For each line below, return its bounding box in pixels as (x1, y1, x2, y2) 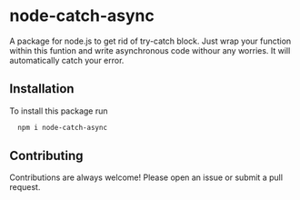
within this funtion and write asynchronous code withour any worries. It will (9, 45, 291, 55)
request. (9, 182, 41, 193)
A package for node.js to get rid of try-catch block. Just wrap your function (9, 35, 292, 46)
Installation (9, 81, 75, 96)
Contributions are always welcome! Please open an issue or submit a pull (9, 172, 284, 183)
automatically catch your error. (9, 55, 125, 65)
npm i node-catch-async (17, 123, 107, 132)
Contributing (9, 148, 84, 164)
